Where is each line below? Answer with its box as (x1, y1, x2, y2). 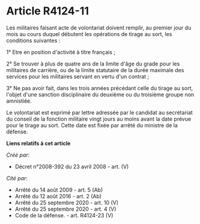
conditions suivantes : (6, 37, 61, 44)
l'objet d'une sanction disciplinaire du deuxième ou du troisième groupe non (6, 91, 195, 98)
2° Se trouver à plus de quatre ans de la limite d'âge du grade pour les (6, 60, 180, 67)
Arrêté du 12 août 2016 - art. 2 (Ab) (14, 192, 102, 199)
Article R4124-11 (6, 4, 89, 18)
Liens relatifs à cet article (6, 139, 71, 147)
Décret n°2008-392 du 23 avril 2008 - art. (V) (14, 163, 129, 170)
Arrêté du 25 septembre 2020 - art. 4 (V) (14, 205, 117, 213)
